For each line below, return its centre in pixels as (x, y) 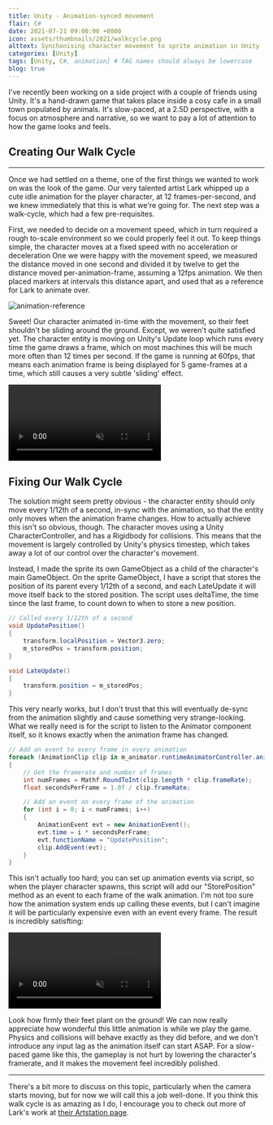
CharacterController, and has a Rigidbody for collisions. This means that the (135, 536)
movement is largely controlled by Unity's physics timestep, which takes (129, 544)
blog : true (27, 69)
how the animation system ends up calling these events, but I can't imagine (134, 904)
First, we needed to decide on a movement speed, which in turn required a (133, 229)
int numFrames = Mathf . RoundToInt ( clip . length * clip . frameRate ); (138, 780)
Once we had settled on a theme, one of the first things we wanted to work (134, 179)
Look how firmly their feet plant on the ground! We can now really (118, 1020)
